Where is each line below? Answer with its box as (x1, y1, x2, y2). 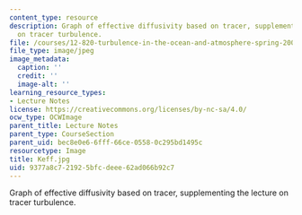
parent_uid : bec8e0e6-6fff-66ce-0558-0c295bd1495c (9, 138, 203, 147)
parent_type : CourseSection (9, 130, 115, 139)
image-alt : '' (17, 80, 70, 89)
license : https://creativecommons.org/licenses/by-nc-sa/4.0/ (9, 105, 247, 114)
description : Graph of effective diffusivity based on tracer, (9, 21, 252, 30)
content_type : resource (9, 13, 99, 22)
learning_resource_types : (9, 88, 106, 97)
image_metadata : (9, 55, 70, 64)
